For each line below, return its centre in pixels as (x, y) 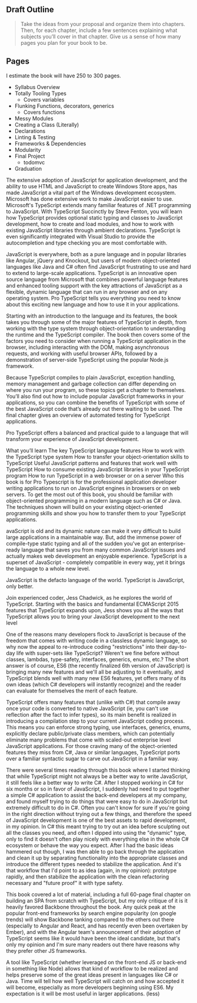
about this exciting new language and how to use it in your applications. (93, 304)
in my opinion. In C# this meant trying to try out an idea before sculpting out (98, 826)
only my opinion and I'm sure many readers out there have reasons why (93, 945)
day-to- (178, 646)
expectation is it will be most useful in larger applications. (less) (83, 994)
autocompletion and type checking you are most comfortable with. (87, 243)
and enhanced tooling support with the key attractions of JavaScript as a (94, 285)
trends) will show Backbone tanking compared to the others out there (90, 919)
